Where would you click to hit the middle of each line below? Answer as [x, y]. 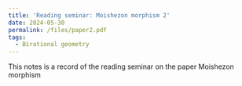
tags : [17, 37]
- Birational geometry [52, 45]
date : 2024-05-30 [37, 23]
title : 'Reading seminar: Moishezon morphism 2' [89, 15]
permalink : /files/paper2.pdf [58, 30]
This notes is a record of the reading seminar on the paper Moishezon [121, 66]
